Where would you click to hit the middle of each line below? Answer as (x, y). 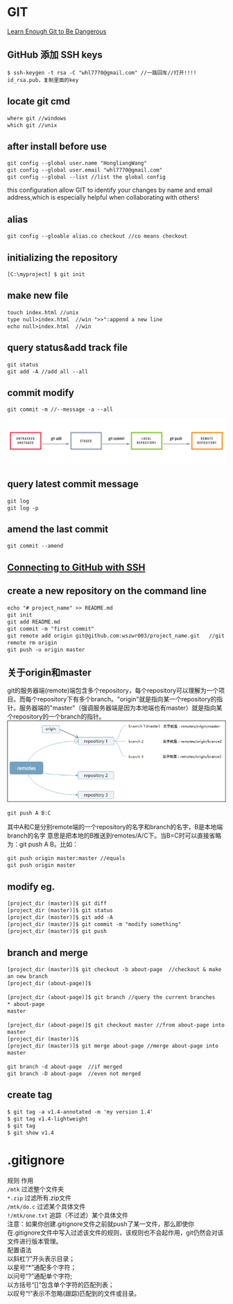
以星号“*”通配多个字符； (42, 1267)
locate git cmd (39, 101)
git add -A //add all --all (48, 372)
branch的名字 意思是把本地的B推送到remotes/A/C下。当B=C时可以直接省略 (114, 836)
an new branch (28, 977)
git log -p (23, 508)
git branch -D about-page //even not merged (74, 1074)
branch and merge (48, 953)
